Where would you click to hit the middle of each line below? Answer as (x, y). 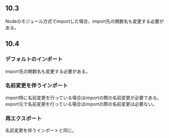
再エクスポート (24, 118)
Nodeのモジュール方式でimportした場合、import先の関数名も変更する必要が (85, 21)
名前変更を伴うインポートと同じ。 (41, 130)
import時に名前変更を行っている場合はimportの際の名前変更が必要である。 (83, 97)
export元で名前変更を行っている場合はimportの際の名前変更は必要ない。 (81, 104)
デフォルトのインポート (34, 59)
